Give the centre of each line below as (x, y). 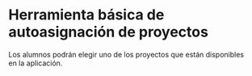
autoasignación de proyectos (108, 32)
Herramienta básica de (86, 15)
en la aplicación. (36, 63)
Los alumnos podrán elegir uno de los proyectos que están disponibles (126, 54)
